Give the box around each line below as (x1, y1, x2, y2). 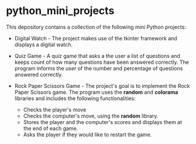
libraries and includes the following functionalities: (14, 95, 136, 102)
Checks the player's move (23, 106, 87, 113)
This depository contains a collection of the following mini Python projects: (6, 23, 186, 30)
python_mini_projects (6, 4, 115, 18)
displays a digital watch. (14, 41, 73, 48)
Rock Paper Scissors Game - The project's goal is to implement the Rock (14, 82, 190, 89)
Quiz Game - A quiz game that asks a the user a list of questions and (14, 52, 180, 59)
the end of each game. (23, 125, 78, 132)
